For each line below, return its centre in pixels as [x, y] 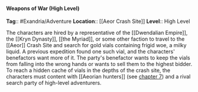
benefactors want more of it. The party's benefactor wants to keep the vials [98, 58]
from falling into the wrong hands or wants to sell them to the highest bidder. [99, 64]
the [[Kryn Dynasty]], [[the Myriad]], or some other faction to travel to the [95, 39]
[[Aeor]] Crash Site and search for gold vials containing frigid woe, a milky [96, 45]
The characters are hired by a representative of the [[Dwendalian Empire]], [97, 33]
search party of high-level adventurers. [54, 83]
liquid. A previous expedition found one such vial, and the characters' [91, 52]
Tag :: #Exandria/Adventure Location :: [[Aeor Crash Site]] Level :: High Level [98, 21]
